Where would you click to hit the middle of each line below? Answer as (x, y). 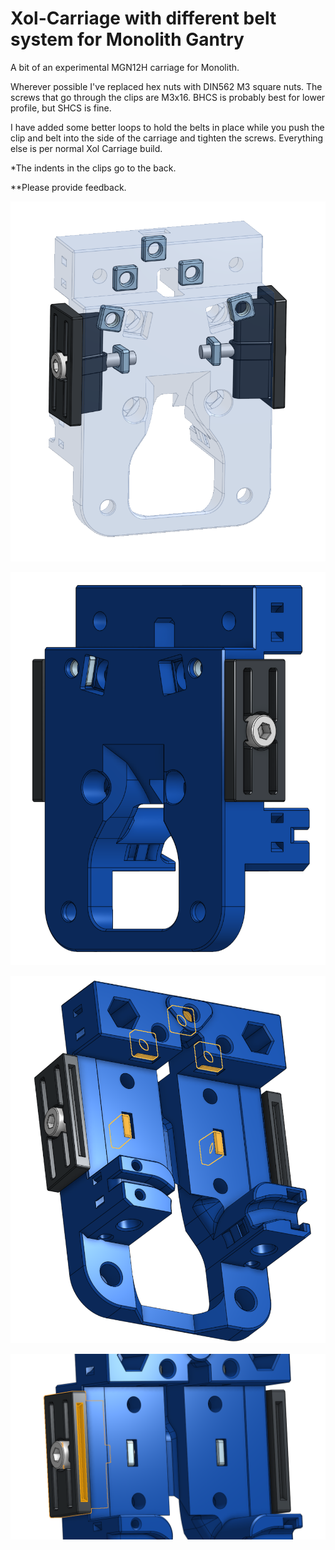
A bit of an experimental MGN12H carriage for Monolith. (125, 67)
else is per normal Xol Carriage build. (86, 148)
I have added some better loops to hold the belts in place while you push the (167, 127)
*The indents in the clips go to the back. (93, 168)
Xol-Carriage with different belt (143, 18)
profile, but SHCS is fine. (61, 108)
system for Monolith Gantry (127, 39)
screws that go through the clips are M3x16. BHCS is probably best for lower (168, 97)
